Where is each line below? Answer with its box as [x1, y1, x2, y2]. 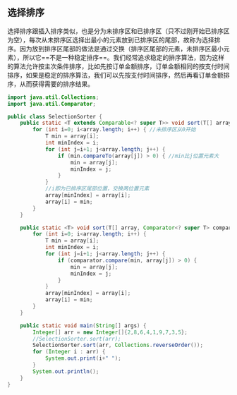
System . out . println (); [32, 367, 99, 375]
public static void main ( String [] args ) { [20, 322, 147, 329]
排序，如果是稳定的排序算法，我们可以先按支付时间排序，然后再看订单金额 [7, 71, 224, 79]
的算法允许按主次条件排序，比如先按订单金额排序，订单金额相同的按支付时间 [7, 62, 230, 71]
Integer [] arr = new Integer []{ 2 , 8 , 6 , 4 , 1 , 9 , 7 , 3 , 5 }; [32, 329, 188, 336]
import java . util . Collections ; [7, 94, 99, 101]
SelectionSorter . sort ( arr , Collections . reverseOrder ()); [32, 341, 203, 349]
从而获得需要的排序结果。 [19, 80, 94, 88]
